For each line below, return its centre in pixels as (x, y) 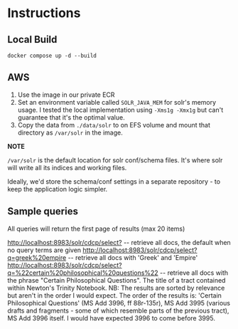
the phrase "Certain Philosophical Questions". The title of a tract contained (117, 280)
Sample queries (43, 211)
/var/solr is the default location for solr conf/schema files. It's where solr (115, 160)
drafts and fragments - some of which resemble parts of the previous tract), (118, 310)
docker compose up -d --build (52, 56)
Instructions (44, 13)
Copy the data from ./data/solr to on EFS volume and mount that (114, 125)
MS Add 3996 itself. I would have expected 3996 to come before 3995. (111, 318)
